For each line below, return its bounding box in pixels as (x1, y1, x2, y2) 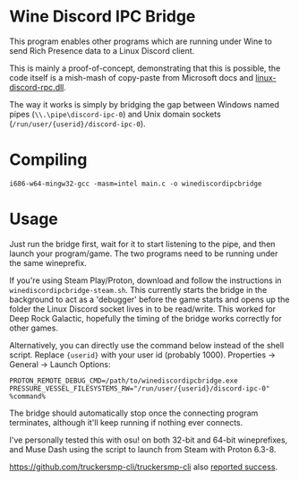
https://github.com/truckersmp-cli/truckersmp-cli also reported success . (9, 461, 278, 472)
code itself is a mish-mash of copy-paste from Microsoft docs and (9, 72, 253, 82)
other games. (9, 322, 58, 333)
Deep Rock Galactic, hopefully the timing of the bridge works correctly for (9, 313, 282, 323)
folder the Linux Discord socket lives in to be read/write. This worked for (9, 303, 276, 314)
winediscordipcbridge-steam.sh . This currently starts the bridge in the (9, 284, 268, 295)
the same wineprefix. (9, 257, 87, 268)
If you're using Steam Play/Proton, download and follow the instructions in (9, 275, 282, 286)
